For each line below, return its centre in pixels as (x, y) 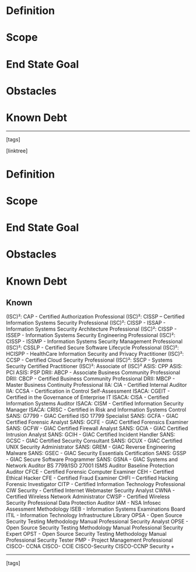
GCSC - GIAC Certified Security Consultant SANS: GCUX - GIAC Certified (94, 441)
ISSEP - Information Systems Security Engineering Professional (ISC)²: (91, 335)
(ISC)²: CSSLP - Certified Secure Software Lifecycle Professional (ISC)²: (92, 348)
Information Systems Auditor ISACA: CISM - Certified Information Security (95, 404)
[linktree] (17, 151)
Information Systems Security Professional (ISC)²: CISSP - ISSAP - (86, 323)
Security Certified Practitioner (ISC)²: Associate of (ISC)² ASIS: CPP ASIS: (94, 366)
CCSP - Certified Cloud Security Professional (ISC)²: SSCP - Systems (90, 360)
